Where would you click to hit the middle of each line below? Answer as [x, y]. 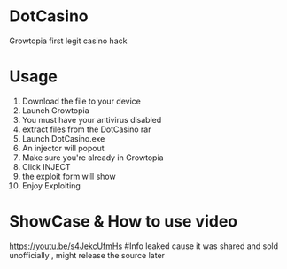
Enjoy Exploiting [51, 185]
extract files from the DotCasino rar [86, 129]
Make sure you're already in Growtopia [93, 158]
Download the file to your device [81, 101]
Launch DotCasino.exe [63, 138]
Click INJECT [46, 166]
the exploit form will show [69, 176]
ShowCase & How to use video [123, 222]
